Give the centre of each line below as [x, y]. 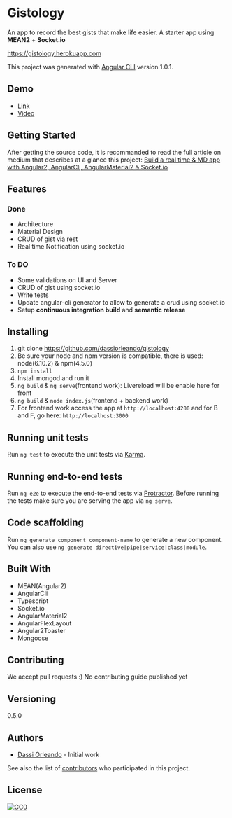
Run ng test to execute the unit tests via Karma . [76, 455]
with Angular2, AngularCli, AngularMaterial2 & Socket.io [88, 167]
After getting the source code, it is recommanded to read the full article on [114, 152]
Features [27, 189]
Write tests [33, 295]
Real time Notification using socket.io [71, 247]
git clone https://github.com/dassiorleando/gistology [93, 349]
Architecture [35, 224]
